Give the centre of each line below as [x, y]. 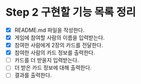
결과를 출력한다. [33, 75]
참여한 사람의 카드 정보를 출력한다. [55, 53]
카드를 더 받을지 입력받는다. [47, 60]
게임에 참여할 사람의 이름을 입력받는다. [59, 37]
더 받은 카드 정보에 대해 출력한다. [53, 68]
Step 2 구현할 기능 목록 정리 [71, 12]
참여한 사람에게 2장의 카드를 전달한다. [59, 45]
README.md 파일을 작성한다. [49, 30]
